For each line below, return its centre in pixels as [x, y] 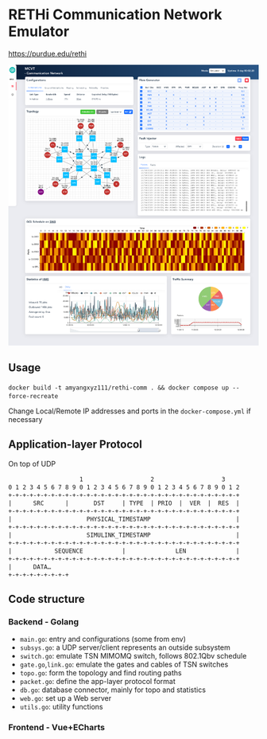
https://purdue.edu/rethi [48, 53]
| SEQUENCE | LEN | [124, 551]
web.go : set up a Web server [66, 698]
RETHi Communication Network [115, 15]
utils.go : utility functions [61, 707]
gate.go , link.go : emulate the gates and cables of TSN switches [124, 665]
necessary [25, 419]
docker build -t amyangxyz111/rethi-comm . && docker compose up [118, 388]
